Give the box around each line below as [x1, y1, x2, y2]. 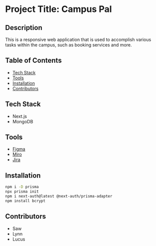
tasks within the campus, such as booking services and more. [5, 42, 132, 48]
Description [5, 23, 42, 32]
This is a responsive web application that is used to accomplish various [5, 36, 152, 42]
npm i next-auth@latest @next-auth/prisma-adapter [5, 194, 113, 199]
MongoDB [12, 118, 33, 124]
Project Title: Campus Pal [5, 3, 112, 15]
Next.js [12, 113, 27, 119]
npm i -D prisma [5, 185, 39, 190]
